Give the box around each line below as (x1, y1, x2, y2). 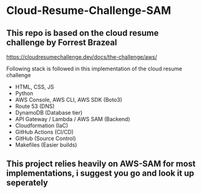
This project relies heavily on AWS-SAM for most (6, 159, 196, 169)
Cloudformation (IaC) (15, 122, 69, 129)
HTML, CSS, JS (15, 83, 54, 90)
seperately (6, 178, 49, 188)
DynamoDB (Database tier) (15, 109, 83, 116)
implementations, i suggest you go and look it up (6, 168, 195, 179)
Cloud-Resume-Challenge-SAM (6, 4, 172, 18)
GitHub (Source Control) (15, 135, 76, 142)
